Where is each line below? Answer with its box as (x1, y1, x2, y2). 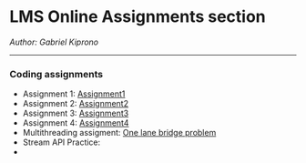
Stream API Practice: (22, 137, 101, 148)
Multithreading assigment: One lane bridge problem (22, 127, 217, 138)
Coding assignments (9, 67, 103, 80)
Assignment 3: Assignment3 (22, 107, 129, 119)
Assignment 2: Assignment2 (22, 98, 129, 109)
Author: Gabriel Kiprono (9, 36, 99, 47)
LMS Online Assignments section (9, 6, 266, 27)
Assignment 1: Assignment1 (22, 88, 126, 99)
